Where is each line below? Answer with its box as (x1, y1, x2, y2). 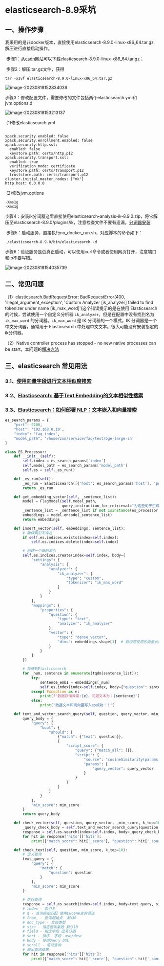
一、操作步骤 (5, 25, 44, 34)
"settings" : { (31, 558, 60, 562)
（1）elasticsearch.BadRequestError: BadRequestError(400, (5, 294, 125, 300)
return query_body (22, 811, 60, 817)
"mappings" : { (31, 603, 60, 608)
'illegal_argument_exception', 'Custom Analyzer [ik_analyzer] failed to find (5, 299, 154, 305)
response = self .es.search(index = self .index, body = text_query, (22, 902, 154, 907)
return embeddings (22, 517, 60, 522)
